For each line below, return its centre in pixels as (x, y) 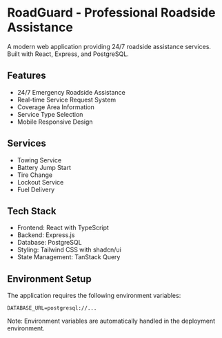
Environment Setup (49, 279)
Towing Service (39, 160)
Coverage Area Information (55, 107)
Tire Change (35, 175)
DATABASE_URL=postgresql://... (52, 308)
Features (27, 76)
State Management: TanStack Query (69, 257)
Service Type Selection (50, 114)
